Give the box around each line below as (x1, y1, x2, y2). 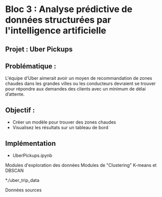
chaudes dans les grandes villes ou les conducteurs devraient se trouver (5, 80, 156, 86)
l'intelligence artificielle (5, 25, 107, 36)
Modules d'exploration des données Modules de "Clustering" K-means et (5, 162, 157, 168)
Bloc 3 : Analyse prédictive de (5, 4, 132, 15)
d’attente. (5, 91, 25, 97)
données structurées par (5, 14, 112, 26)
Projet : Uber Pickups (5, 45, 73, 53)
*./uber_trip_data (5, 177, 40, 183)
